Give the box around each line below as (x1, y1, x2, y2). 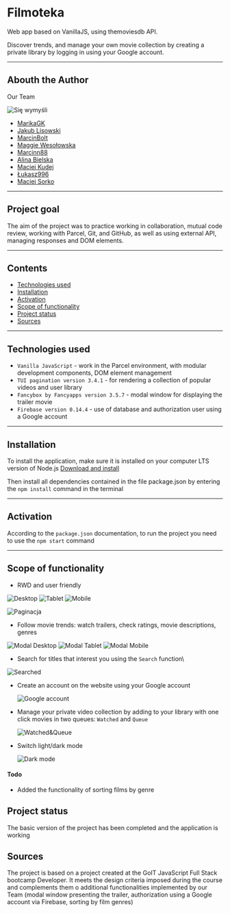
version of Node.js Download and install (7, 464, 120, 472)
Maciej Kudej (16, 162, 54, 171)
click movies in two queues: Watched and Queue (16, 714, 149, 723)
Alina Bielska (16, 155, 53, 164)
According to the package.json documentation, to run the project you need (7, 529, 217, 537)
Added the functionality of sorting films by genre (16, 786, 155, 794)
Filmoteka (7, 5, 65, 21)
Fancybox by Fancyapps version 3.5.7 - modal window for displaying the (16, 390, 222, 399)
